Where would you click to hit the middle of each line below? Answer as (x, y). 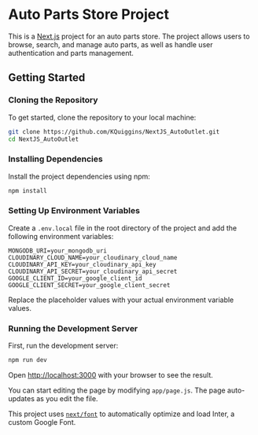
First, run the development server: (63, 346)
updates (22, 399)
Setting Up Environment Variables (74, 211)
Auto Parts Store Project (89, 15)
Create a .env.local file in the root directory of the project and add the (123, 228)
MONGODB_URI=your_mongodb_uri (58, 251)
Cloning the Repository (53, 100)
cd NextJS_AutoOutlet (44, 139)
